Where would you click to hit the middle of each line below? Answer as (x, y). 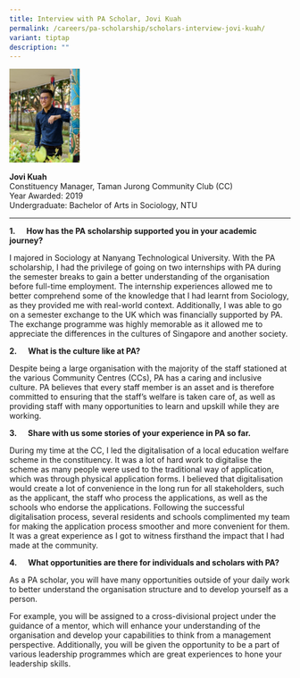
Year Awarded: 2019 (46, 196)
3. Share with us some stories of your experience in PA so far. (130, 433)
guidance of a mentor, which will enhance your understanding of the (135, 626)
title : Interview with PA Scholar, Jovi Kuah (95, 19)
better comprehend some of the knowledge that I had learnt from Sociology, (149, 296)
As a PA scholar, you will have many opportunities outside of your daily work (150, 580)
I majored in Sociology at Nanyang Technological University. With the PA (142, 258)
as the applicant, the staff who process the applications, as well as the (138, 498)
